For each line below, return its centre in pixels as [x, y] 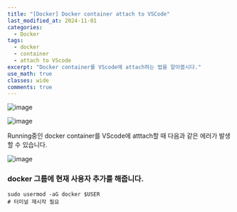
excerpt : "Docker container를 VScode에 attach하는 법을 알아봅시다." [104, 67]
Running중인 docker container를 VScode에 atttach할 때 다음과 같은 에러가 [112, 136]
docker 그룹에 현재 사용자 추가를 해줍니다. [76, 179]
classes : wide [28, 80]
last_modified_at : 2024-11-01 [52, 21]
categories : [25, 27]
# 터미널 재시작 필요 [33, 202]
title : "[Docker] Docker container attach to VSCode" [89, 14]
